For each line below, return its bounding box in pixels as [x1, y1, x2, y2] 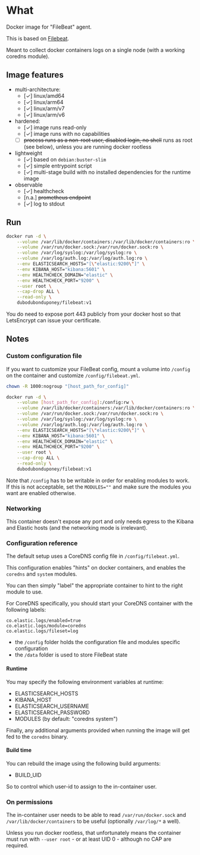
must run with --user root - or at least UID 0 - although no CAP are [6, 835, 171, 843]
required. [6, 842, 29, 849]
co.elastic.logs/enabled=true [6, 618, 82, 624]
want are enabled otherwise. [6, 489, 76, 496]
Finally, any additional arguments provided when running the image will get [6, 726, 190, 733]
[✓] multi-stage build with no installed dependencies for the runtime [23, 168, 191, 176]
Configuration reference [6, 539, 78, 548]
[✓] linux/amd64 [23, 92, 65, 99]
